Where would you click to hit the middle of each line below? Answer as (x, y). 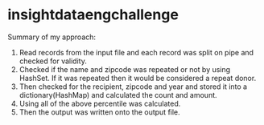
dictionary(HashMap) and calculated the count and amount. (118, 95)
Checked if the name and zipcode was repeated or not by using (125, 69)
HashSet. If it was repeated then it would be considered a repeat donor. (138, 78)
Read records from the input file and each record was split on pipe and (136, 52)
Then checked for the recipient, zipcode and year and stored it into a (133, 87)
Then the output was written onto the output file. (99, 112)
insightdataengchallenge (93, 15)
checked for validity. (53, 61)
